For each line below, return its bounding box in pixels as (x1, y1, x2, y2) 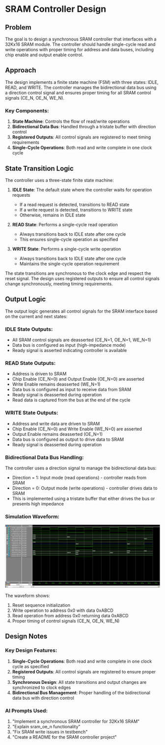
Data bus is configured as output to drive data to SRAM (12, 436, 124, 442)
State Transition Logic (5, 164, 74, 173)
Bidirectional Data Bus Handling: (5, 454, 84, 461)
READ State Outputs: (5, 359, 56, 366)
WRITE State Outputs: (5, 409, 58, 416)
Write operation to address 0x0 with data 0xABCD (12, 607, 114, 613)
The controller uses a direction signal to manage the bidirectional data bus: (5, 465, 157, 471)
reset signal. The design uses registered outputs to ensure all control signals (5, 275, 160, 282)
